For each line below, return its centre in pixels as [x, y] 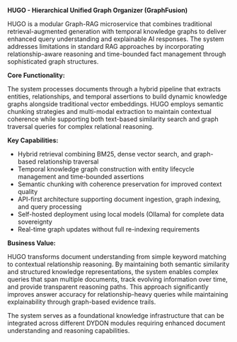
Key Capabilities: [33, 140]
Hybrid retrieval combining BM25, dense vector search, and [105, 154]
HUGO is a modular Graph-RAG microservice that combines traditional [110, 24]
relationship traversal [68, 161]
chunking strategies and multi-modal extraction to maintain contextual [110, 112]
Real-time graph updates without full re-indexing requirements [109, 229]
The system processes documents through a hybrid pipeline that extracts [114, 89]
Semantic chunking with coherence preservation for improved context [120, 184]
